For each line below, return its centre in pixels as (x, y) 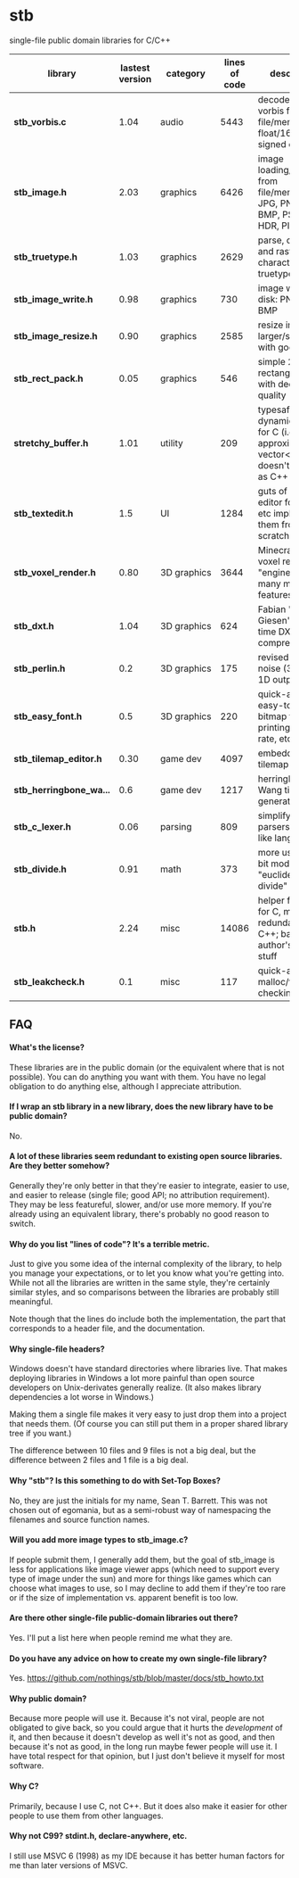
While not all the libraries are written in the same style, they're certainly (140, 1283)
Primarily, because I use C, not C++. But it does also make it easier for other (148, 1806)
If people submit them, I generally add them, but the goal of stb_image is (142, 1559)
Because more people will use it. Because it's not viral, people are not (137, 1718)
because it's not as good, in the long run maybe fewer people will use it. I (143, 1747)
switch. (22, 1223)
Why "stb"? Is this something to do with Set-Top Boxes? (115, 1480)
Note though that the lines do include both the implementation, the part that (148, 1319)
